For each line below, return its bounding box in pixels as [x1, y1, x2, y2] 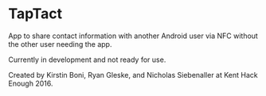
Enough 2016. [8, 79, 53, 88]
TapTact [8, 5, 62, 23]
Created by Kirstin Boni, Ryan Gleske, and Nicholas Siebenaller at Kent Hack [8, 70, 258, 79]
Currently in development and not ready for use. [8, 55, 166, 64]
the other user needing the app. [8, 39, 112, 48]
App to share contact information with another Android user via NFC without [8, 31, 259, 40]
